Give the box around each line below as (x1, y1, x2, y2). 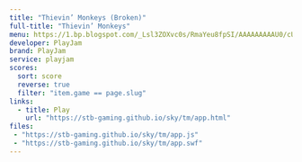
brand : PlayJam (9, 47, 67, 56)
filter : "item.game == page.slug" (17, 88, 147, 97)
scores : (9, 64, 39, 73)
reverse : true (17, 80, 70, 89)
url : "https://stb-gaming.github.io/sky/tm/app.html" (25, 113, 231, 122)
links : (9, 96, 34, 106)
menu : (9, 30, 30, 39)
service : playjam (9, 55, 75, 64)
